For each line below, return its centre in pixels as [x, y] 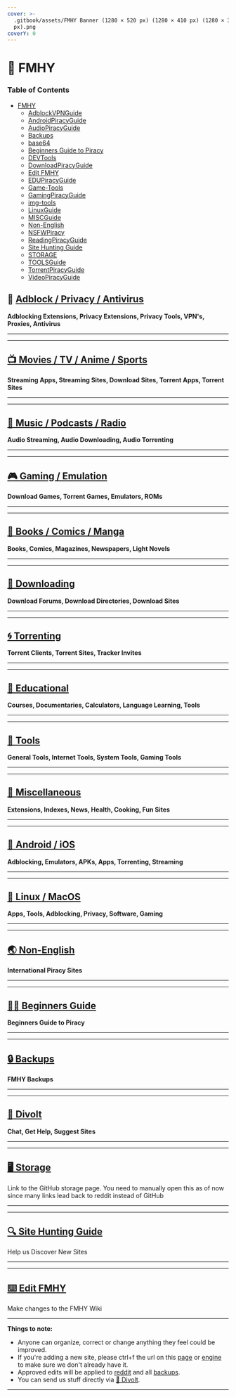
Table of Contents [39, 90]
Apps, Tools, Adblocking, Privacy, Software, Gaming [85, 914]
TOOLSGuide [47, 262]
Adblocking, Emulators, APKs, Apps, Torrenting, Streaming [96, 862]
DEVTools [42, 157]
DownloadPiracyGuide [60, 165]
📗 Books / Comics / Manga [66, 532]
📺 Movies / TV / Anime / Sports [77, 359]
